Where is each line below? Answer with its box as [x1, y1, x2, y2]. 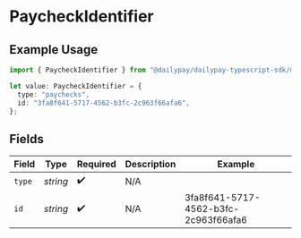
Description [125, 158, 176, 171]
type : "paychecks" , [17, 89, 90, 99]
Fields [9, 132, 45, 147]
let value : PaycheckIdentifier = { [9, 81, 142, 90]
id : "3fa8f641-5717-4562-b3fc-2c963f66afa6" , [17, 98, 191, 107]
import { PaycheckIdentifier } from [9, 65, 146, 74]
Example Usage [9, 42, 99, 57]
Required [76, 158, 116, 171]
